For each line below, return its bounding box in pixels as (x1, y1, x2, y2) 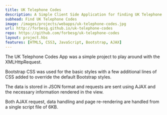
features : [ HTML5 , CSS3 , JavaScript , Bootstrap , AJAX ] (5, 40, 122, 45)
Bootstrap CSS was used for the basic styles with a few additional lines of (5, 68, 157, 74)
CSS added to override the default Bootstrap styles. (5, 73, 111, 80)
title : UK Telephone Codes (5, 7, 61, 12)
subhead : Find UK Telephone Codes (5, 16, 77, 21)
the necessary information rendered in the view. (5, 88, 104, 95)
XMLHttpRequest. (5, 58, 42, 65)
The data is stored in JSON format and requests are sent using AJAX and (5, 83, 156, 89)
